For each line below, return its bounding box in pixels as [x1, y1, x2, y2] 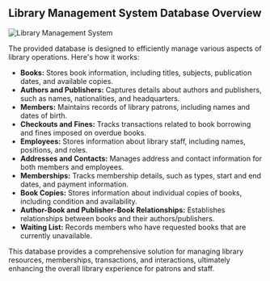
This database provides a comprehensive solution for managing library [8, 246, 244, 256]
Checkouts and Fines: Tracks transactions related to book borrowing [19, 119, 251, 128]
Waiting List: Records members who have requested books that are [19, 222, 247, 232]
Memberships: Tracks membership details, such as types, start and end [19, 170, 261, 180]
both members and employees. [19, 161, 124, 172]
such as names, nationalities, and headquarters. [19, 93, 180, 103]
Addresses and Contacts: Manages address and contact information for [19, 153, 263, 163]
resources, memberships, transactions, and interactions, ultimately [8, 254, 230, 265]
